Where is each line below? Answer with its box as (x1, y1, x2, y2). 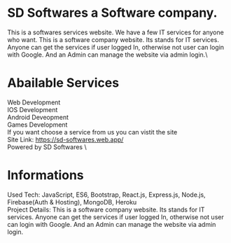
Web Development (7, 98, 61, 106)
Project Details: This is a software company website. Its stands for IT (7, 205, 205, 214)
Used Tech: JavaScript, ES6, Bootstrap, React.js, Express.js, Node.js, (7, 190, 206, 199)
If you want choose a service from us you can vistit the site (7, 127, 178, 136)
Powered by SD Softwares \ (7, 142, 87, 151)
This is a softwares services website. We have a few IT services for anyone (7, 28, 224, 36)
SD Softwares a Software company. (7, 5, 218, 21)
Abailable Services (7, 75, 120, 91)
